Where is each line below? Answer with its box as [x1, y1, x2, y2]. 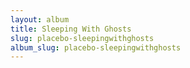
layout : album [10, 14, 70, 25]
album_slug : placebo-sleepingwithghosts [10, 42, 182, 53]
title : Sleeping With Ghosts [10, 24, 132, 34]
